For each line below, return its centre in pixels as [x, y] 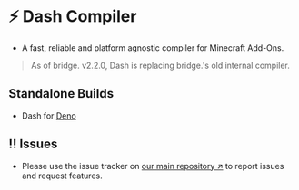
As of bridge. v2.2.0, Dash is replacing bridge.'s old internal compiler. [160, 65]
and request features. [62, 176]
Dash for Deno [49, 115]
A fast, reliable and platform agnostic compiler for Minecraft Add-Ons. [153, 47]
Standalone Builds [61, 94]
